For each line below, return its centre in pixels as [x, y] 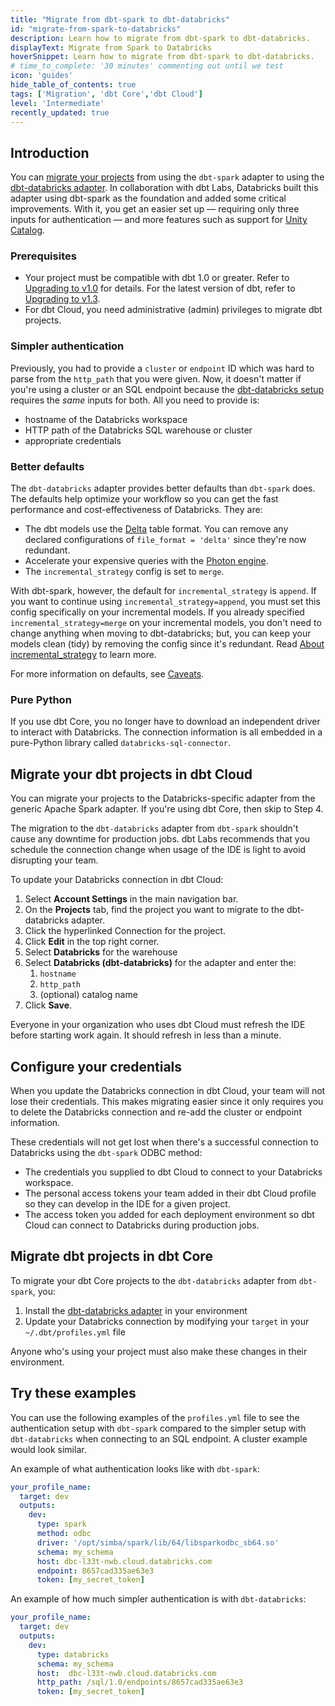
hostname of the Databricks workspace [106, 419]
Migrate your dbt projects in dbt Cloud [131, 774]
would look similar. [48, 1449]
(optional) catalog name [88, 995]
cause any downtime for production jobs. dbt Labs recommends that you [160, 839]
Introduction [50, 152]
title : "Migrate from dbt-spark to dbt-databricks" [120, 19]
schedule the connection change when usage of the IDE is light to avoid [158, 850]
